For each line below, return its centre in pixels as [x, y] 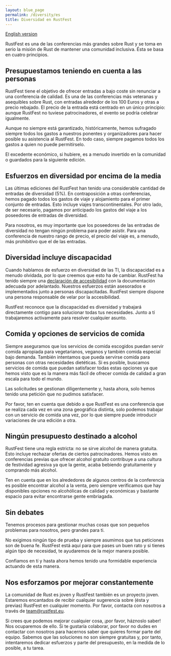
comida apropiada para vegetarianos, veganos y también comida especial [83, 352]
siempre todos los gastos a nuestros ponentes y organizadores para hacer [83, 134]
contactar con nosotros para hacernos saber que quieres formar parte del [83, 632]
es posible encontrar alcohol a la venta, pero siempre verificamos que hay [83, 485]
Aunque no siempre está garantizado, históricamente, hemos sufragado [81, 128]
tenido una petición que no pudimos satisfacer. [55, 394]
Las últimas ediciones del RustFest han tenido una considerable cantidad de [85, 188]
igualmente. [18, 119]
